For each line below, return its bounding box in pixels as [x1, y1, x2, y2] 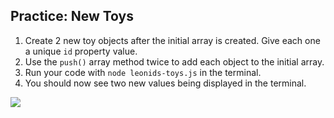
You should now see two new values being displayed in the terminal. [24, 77, 307, 89]
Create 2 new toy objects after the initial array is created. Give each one [24, 34, 321, 46]
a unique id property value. [24, 45, 138, 57]
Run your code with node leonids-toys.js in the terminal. [24, 66, 262, 78]
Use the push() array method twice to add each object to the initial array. [24, 55, 325, 68]
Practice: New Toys [10, 8, 134, 25]
